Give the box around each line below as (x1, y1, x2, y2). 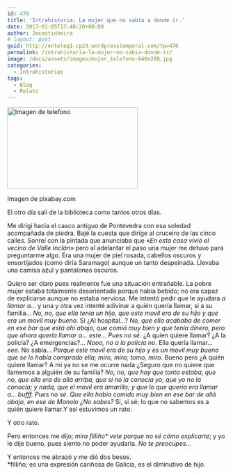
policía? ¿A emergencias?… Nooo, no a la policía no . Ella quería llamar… (7, 339, 214, 347)
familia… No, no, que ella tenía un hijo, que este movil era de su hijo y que (7, 309, 219, 317)
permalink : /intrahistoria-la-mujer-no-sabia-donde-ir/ (7, 49, 172, 56)
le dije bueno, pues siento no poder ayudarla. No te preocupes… (7, 440, 192, 448)
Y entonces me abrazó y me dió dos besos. (7, 453, 131, 461)
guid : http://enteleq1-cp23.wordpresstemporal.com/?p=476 (7, 42, 179, 49)
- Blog (13, 81, 33, 88)
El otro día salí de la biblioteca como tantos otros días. (7, 208, 162, 216)
